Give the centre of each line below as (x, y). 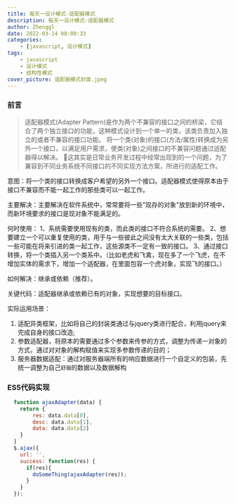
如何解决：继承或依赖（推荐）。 (52, 278)
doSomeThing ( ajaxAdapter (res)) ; (80, 474)
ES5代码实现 (29, 387)
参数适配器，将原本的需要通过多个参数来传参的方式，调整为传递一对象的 (122, 341)
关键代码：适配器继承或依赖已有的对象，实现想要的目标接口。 (97, 294)
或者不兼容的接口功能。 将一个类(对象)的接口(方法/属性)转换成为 (130, 139)
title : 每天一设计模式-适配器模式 (51, 14)
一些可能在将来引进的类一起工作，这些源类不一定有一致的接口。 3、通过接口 (118, 246)
